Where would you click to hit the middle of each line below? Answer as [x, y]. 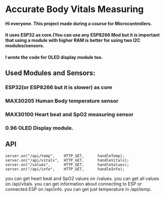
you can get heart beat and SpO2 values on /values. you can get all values [82, 178]
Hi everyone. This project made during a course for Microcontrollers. [79, 23]
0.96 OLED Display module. [39, 128]
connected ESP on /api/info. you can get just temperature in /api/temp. [78, 189]
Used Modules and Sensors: [50, 73]
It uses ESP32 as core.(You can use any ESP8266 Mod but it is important [82, 35]
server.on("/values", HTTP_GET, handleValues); [67, 165]
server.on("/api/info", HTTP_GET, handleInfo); [65, 169]
